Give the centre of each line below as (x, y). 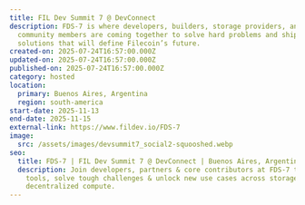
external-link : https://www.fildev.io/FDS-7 (95, 128)
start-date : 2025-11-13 (54, 111)
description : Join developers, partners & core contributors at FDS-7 (154, 170)
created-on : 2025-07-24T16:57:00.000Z (83, 52)
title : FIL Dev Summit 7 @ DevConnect (83, 18)
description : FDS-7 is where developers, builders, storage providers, (148, 26)
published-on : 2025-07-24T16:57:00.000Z (87, 69)
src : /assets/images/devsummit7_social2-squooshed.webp (125, 144)
